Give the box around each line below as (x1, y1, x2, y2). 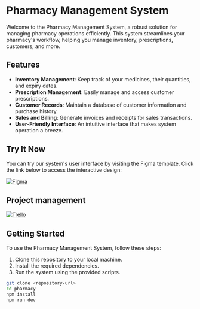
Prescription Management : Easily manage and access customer (14, 88, 174, 96)
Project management (6, 195, 86, 205)
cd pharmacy (6, 286, 36, 292)
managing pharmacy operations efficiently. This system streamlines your (6, 29, 185, 37)
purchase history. (14, 107, 58, 114)
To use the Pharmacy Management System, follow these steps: (6, 244, 161, 252)
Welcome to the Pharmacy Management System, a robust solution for (6, 23, 177, 31)
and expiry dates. (14, 82, 58, 89)
